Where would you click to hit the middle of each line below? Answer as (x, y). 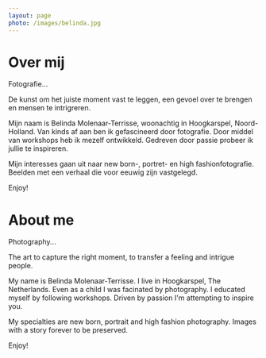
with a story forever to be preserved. (68, 330)
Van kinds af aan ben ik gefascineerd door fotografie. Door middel (145, 132)
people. (21, 266)
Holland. (22, 132)
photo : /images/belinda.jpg (55, 23)
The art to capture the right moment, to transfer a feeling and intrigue (121, 257)
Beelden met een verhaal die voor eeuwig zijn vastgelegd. (103, 172)
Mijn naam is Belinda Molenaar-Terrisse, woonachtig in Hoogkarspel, (120, 123)
